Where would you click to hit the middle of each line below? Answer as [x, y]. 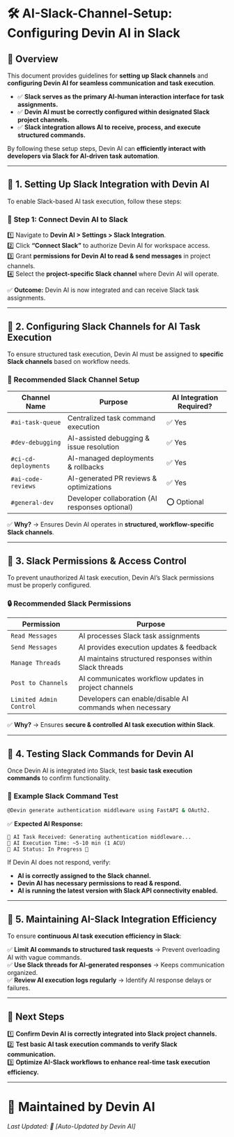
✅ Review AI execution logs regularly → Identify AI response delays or [110, 980]
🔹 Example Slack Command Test [63, 796]
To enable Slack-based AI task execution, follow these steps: [95, 201]
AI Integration [195, 397]
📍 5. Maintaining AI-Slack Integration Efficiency [112, 919]
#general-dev [32, 503]
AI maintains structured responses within [145, 659]
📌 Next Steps [36, 1017]
